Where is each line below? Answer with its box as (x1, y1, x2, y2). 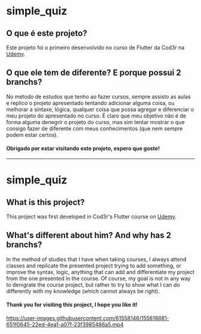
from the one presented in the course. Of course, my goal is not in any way (6, 275, 191, 282)
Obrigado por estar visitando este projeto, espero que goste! (6, 145, 160, 152)
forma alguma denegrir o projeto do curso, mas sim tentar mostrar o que (6, 118, 185, 125)
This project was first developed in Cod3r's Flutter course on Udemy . (6, 213, 176, 220)
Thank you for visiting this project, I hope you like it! (6, 301, 138, 308)
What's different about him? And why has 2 (6, 230, 172, 240)
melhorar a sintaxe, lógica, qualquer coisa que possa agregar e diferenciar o (6, 106, 194, 113)
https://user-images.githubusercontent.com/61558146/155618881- (6, 315, 169, 322)
